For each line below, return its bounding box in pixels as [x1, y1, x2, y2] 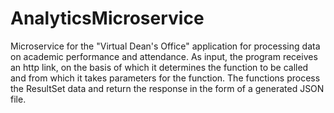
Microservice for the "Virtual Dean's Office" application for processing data [10, 40, 321, 52]
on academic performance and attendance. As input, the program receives [10, 50, 318, 62]
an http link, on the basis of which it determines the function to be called [10, 61, 309, 73]
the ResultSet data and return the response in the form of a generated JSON [10, 82, 325, 94]
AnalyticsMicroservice [10, 7, 205, 30]
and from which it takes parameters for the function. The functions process [10, 72, 321, 84]
